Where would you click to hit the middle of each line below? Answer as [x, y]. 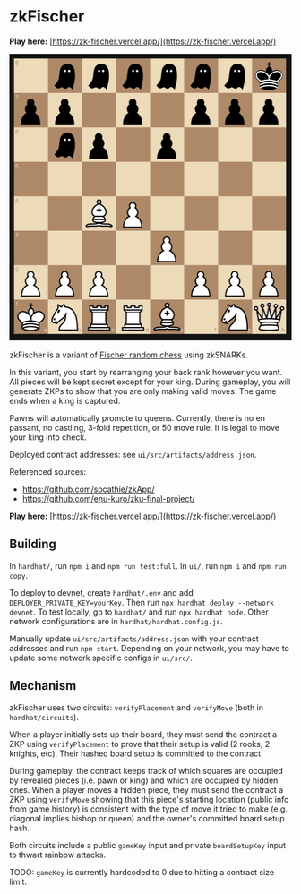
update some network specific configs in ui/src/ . [101, 658]
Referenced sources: [48, 471]
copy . [19, 575]
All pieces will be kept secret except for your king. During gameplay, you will [150, 382]
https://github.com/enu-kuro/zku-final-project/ [108, 498]
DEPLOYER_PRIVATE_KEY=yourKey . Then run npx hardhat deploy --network [142, 602]
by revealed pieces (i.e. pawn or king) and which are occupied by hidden [144, 780]
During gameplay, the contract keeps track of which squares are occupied [146, 770]
